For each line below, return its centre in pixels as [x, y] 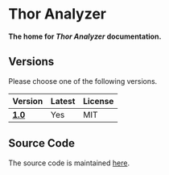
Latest [63, 101]
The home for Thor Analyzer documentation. [85, 36]
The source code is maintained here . [69, 163]
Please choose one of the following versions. [83, 81]
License [99, 101]
